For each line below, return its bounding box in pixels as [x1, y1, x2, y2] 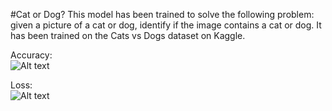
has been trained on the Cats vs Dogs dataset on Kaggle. [10, 30, 246, 41]
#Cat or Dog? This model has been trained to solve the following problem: [10, 9, 315, 20]
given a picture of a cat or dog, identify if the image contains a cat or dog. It [10, 19, 322, 31]
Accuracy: [10, 49, 53, 61]
